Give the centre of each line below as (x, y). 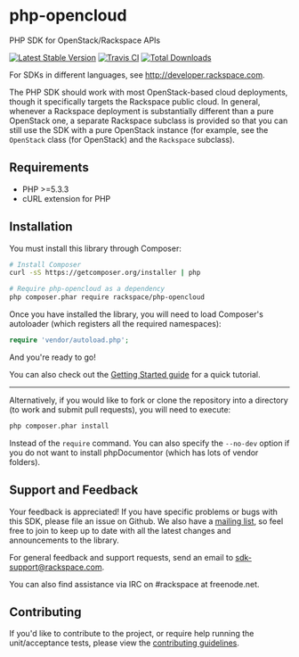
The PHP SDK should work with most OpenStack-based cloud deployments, (149, 92)
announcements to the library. (64, 540)
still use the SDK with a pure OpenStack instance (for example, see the (139, 129)
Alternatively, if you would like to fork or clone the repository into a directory (149, 400)
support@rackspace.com (56, 567)
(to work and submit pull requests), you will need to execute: (120, 409)
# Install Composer (45, 264)
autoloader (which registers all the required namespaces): (115, 324)
